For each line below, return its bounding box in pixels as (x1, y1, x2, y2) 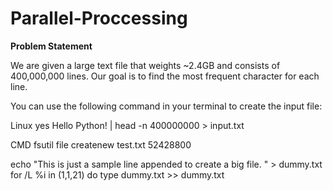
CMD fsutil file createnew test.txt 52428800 (10, 138, 192, 151)
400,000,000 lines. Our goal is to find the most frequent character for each (10, 70, 320, 82)
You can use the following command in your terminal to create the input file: (10, 100, 323, 112)
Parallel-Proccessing (10, 7, 188, 30)
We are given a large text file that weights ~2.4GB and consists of (10, 59, 281, 71)
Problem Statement (10, 40, 93, 52)
